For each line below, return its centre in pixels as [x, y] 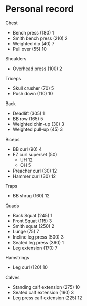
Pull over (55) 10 [30, 49]
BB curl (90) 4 [27, 149]
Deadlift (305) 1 [29, 113]
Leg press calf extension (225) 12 [47, 298]
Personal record [40, 9]
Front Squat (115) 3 [32, 221]
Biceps [12, 139]
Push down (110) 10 [33, 93]
